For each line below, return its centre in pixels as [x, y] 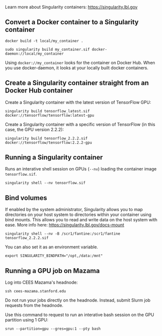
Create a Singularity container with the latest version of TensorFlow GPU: [78, 102]
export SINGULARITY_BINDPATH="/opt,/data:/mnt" [54, 256]
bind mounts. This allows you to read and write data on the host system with [81, 220]
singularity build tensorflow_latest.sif [48, 111]
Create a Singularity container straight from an [77, 83]
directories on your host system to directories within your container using [78, 214]
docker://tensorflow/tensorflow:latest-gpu [50, 115]
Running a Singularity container [54, 158]
